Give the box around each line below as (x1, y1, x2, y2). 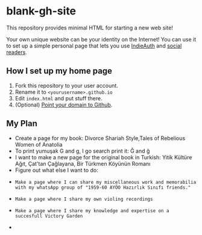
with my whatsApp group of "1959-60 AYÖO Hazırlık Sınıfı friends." (14, 185, 191, 191)
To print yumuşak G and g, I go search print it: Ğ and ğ (14, 147, 150, 154)
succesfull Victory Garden (14, 213, 83, 219)
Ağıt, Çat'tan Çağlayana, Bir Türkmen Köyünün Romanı (14, 160, 151, 167)
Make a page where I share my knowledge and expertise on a (14, 207, 169, 214)
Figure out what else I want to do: (14, 166, 98, 174)
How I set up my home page (6, 66, 113, 76)
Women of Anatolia (14, 141, 63, 148)
